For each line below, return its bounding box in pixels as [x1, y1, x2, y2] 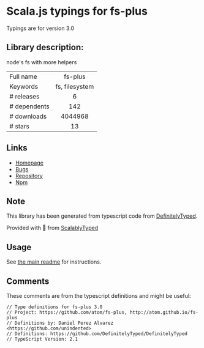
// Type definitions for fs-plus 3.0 [6, 304, 103, 310]
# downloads [9, 112, 47, 120]
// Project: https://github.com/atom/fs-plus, [6, 309, 127, 316]
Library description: [6, 42, 84, 53]
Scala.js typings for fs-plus [6, 4, 148, 18]
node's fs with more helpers [6, 58, 77, 65]
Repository [15, 172, 43, 179]
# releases [9, 92, 40, 100]
